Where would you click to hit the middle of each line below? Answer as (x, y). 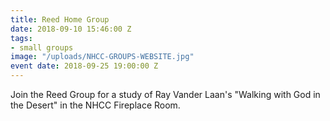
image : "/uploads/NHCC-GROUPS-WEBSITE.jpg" (102, 57)
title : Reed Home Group (60, 19)
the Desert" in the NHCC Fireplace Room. (95, 105)
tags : (21, 38)
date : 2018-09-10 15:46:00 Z (71, 29)
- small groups (42, 47)
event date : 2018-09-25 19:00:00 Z (84, 66)
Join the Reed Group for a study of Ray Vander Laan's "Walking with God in (165, 94)
